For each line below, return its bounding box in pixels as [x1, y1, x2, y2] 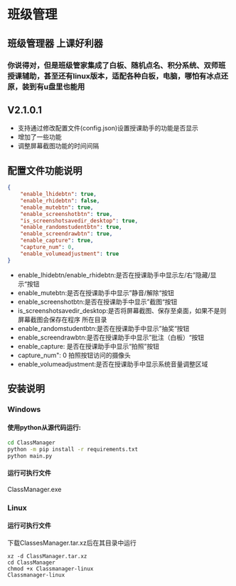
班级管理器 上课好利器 [7, 37, 103, 49]
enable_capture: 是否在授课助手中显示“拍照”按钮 [17, 341, 160, 350]
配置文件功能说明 [7, 165, 82, 177]
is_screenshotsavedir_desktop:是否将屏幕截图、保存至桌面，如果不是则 [17, 306, 227, 314]
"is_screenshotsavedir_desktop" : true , [20, 217, 139, 225]
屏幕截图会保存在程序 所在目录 [17, 315, 107, 324]
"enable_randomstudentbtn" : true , [20, 224, 122, 231]
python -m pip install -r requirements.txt [7, 446, 139, 453]
